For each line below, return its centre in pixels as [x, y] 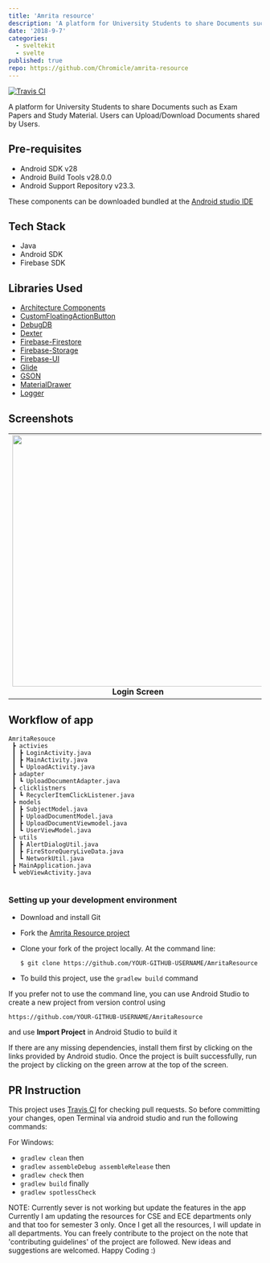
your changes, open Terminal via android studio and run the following [123, 1118]
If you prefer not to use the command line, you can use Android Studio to [129, 994]
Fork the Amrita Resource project [75, 933]
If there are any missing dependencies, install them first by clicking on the [131, 1048]
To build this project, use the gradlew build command [109, 978]
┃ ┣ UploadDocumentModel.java [62, 816]
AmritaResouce [32, 739]
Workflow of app [51, 720]
